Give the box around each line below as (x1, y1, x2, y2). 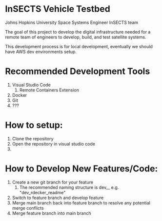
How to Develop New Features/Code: (5, 163, 158, 174)
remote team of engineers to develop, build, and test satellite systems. (5, 34, 146, 40)
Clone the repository (12, 135, 54, 142)
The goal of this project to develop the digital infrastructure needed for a (5, 29, 151, 35)
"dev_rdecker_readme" (19, 189, 66, 195)
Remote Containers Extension (19, 87, 80, 93)
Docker (12, 92, 27, 98)
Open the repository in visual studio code (12, 141, 95, 147)
